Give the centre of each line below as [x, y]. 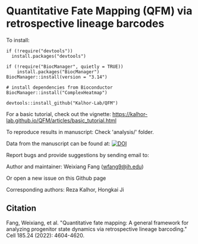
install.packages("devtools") [49, 56]
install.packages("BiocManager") [58, 72]
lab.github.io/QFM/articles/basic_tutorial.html [62, 120]
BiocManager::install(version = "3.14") [57, 77]
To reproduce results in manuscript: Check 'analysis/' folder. [80, 132]
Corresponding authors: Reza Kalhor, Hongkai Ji [65, 189]
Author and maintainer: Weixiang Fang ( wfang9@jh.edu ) [75, 166]
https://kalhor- [130, 114]
